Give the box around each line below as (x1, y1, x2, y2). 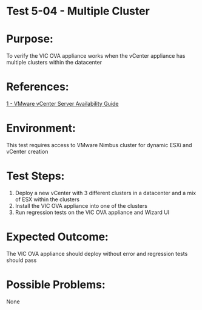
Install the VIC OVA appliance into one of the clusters (15, 202, 147, 209)
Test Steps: (6, 169, 65, 183)
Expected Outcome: (6, 230, 109, 244)
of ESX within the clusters (15, 196, 80, 203)
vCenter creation (6, 148, 49, 155)
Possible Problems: (6, 278, 106, 292)
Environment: (6, 122, 76, 135)
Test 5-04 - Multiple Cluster (6, 4, 150, 18)
